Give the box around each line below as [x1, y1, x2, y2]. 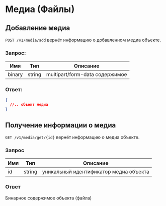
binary [8, 71, 23, 78]
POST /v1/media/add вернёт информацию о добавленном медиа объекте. [5, 37, 161, 43]
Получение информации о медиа [5, 121, 116, 129]
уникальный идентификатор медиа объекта [42, 168, 150, 175]
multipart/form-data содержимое [46, 71, 127, 78]
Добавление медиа [5, 24, 70, 32]
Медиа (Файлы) [5, 4, 75, 15]
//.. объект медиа [10, 102, 49, 107]
